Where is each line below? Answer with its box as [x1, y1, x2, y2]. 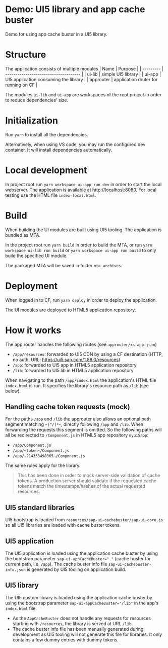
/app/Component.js [12, 443, 51, 448]
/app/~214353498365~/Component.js [12, 454, 85, 459]
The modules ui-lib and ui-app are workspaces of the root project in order [5, 91, 162, 97]
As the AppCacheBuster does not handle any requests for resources [12, 615, 151, 621]
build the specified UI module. [5, 253, 68, 259]
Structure [5, 49, 46, 60]
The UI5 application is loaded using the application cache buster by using [5, 550, 158, 556]
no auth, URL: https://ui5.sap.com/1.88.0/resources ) [12, 356, 121, 363]
